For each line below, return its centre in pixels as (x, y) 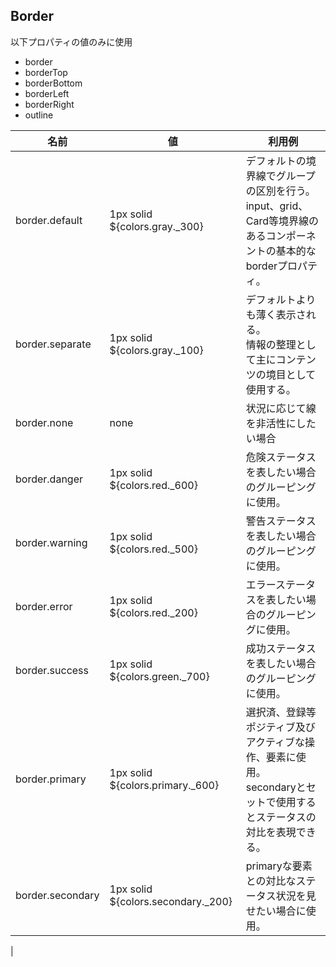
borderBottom (53, 83)
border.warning (51, 542)
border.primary (51, 779)
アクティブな (275, 742)
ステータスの (286, 817)
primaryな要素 (279, 866)
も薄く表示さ (276, 314)
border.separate (53, 344)
